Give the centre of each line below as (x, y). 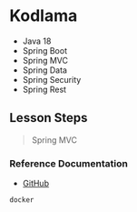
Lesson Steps (49, 118)
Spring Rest (44, 89)
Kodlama (44, 16)
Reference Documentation (69, 163)
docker (22, 200)
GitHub (36, 184)
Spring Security (52, 79)
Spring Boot (45, 50)
